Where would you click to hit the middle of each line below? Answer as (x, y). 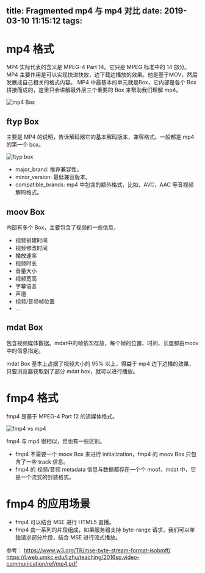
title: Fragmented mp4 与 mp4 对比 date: (85, 11)
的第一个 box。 (25, 145)
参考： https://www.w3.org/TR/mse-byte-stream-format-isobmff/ (88, 550)
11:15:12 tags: (57, 21)
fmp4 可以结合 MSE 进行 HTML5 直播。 (65, 522)
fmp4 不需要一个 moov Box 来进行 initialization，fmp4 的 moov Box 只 (103, 454)
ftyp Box (23, 121)
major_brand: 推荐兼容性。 (49, 169)
